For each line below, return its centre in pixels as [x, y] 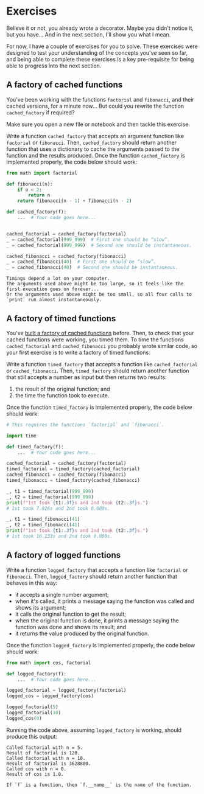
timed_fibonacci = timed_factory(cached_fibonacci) [73, 481]
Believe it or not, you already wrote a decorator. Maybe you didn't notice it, [100, 28]
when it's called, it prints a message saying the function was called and [104, 601]
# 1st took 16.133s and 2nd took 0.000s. [60, 537]
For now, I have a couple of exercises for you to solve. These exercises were [102, 46]
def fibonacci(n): [30, 184]
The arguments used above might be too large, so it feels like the [95, 284]
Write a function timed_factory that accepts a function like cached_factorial [102, 364]
